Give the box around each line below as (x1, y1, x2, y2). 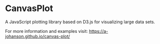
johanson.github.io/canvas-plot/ (5, 33, 70, 39)
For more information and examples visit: (5, 28, 88, 34)
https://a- (89, 28, 108, 34)
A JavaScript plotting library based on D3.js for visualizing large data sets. (5, 19, 155, 25)
